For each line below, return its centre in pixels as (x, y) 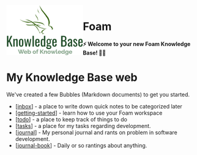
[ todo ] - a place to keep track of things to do (71, 119)
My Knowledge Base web (72, 77)
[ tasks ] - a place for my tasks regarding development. (83, 126)
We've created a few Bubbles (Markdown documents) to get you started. (98, 94)
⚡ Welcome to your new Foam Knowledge (137, 43)
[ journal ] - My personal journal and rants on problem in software (96, 132)
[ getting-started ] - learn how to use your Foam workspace (89, 113)
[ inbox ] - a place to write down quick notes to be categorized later (98, 106)
